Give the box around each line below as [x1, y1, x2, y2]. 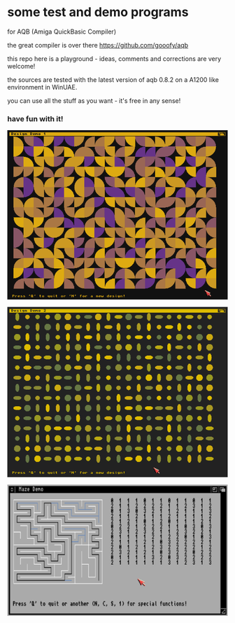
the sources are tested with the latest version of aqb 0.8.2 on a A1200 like [7, 75, 219, 84]
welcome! [7, 62, 36, 70]
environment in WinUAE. [7, 83, 78, 91]
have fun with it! [7, 113, 64, 123]
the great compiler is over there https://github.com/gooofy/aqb [7, 41, 189, 49]
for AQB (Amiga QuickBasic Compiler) [7, 27, 117, 36]
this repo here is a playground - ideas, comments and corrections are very [7, 54, 222, 63]
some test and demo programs [7, 4, 189, 20]
